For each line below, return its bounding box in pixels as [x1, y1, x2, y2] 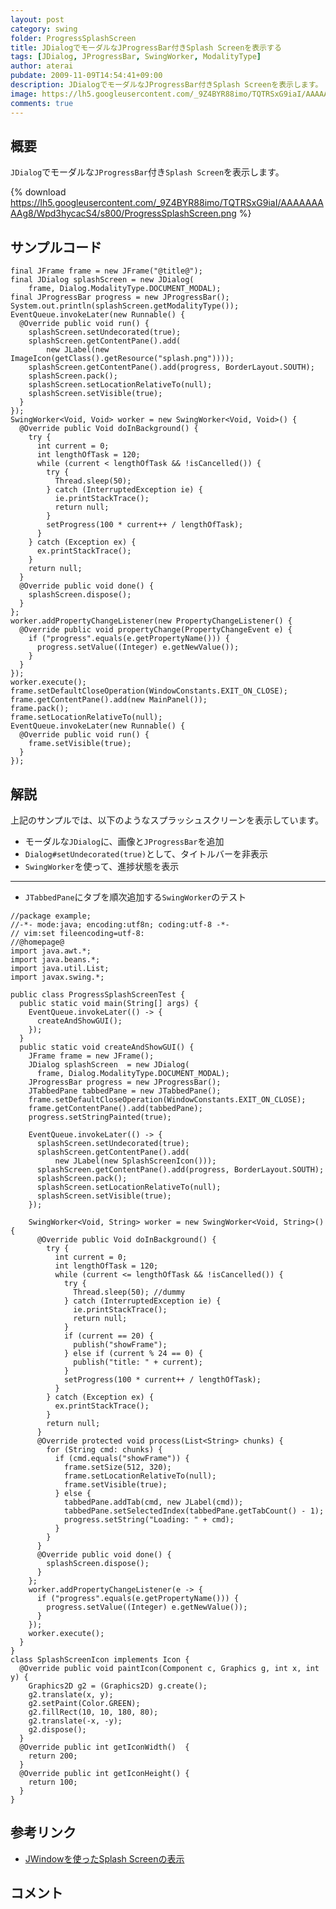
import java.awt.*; [10, 946, 92, 956]
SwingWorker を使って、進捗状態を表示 [24, 860, 180, 872]
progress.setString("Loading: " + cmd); [63, 1514, 235, 1525]
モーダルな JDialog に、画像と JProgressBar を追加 [24, 835, 225, 847]
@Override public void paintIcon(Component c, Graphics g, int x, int [19, 1663, 320, 1673]
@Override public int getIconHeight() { [19, 1768, 190, 1778]
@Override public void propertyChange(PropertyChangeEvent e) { [19, 625, 293, 635]
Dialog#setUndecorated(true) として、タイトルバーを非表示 [24, 847, 268, 860]
